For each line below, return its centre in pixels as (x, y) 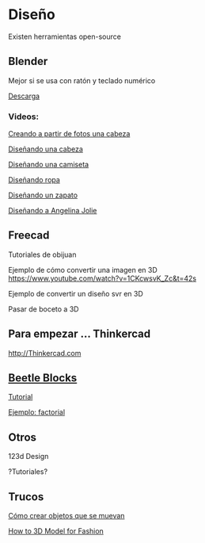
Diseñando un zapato (43, 195)
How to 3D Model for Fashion (56, 531)
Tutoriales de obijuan (42, 254)
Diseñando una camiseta (49, 165)
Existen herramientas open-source (65, 36)
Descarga (24, 96)
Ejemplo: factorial (37, 412)
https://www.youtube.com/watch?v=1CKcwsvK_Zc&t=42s (102, 278)
